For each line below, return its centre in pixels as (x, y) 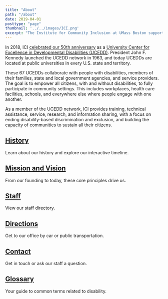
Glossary (19, 279)
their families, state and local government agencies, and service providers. (82, 78)
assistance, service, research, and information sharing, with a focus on (78, 114)
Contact (18, 251)
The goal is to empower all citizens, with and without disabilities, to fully (79, 83)
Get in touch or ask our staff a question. (46, 264)
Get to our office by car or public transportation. (54, 236)
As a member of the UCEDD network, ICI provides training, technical (75, 109)
